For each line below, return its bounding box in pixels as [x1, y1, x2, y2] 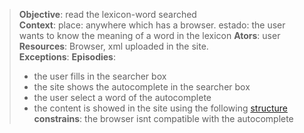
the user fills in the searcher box [33, 70, 167, 82]
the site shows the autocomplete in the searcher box [33, 81, 251, 93]
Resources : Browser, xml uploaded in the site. [18, 40, 209, 52]
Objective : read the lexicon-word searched [18, 9, 197, 20]
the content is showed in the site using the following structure [33, 102, 289, 114]
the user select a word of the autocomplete [33, 92, 212, 103]
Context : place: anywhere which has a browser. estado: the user [18, 19, 286, 31]
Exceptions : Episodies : [18, 51, 116, 63]
